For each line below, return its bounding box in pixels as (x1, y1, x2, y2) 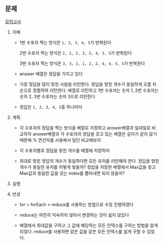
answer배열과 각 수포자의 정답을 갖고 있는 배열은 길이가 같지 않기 (32, 131, 157, 136)
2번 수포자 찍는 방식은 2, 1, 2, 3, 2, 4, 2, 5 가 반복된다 (19, 50, 132, 55)
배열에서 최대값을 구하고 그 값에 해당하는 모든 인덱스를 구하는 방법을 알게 (19, 222, 158, 228)
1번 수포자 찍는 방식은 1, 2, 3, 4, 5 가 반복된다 (19, 39, 112, 45)
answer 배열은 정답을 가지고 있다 (19, 71, 83, 77)
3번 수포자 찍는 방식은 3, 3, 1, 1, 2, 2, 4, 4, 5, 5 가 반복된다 (19, 60, 145, 66)
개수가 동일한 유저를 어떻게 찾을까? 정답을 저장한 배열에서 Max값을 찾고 (19, 164, 156, 170)
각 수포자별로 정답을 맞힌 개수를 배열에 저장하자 (19, 147, 110, 153)
